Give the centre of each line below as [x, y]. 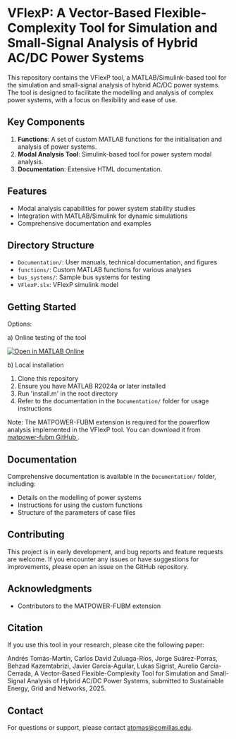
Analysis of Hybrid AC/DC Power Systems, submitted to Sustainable [125, 681]
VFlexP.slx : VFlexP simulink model [68, 285]
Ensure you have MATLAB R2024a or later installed [92, 386]
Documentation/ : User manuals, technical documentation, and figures [117, 262]
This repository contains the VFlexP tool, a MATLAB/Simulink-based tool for [117, 77]
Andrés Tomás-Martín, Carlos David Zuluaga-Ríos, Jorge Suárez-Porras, [113, 659]
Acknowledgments [50, 589]
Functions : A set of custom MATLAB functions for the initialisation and [120, 139]
